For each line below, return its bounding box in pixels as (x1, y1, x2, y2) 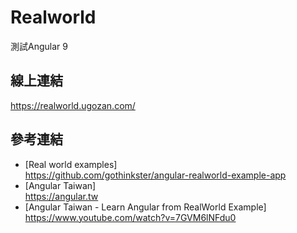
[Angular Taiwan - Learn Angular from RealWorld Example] (24, 201, 267, 213)
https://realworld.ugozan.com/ (10, 99, 136, 111)
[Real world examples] (24, 158, 118, 170)
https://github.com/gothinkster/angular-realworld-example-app (24, 169, 287, 181)
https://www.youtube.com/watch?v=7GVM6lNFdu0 (24, 211, 237, 223)
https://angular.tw (24, 190, 99, 202)
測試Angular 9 (10, 40, 68, 52)
